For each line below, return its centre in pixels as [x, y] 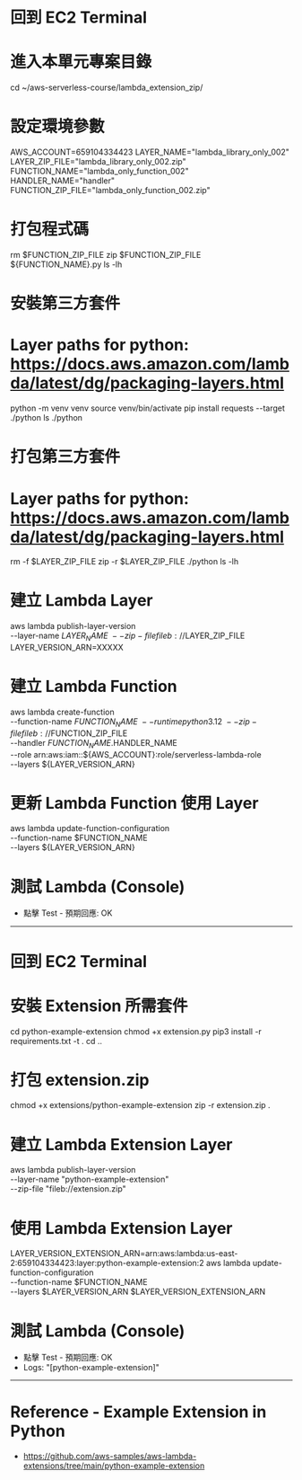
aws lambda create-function [62, 712]
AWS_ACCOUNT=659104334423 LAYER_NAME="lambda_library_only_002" [150, 152]
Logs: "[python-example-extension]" [91, 1368]
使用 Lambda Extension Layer [121, 1228]
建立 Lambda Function [94, 687]
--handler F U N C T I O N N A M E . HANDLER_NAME [94, 744]
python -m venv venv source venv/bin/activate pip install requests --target [148, 408]
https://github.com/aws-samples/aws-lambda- [110, 1457]
